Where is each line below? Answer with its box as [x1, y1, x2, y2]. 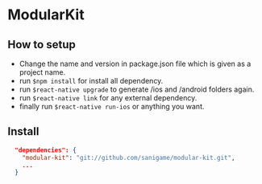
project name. [19, 67, 66, 77]
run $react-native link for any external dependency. [19, 93, 198, 102]
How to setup [7, 38, 76, 51]
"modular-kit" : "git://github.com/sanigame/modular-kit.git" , [22, 153, 235, 162]
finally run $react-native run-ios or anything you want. [19, 102, 205, 111]
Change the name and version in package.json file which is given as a [19, 59, 252, 68]
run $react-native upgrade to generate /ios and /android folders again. [19, 84, 255, 94]
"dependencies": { [15, 146, 77, 154]
